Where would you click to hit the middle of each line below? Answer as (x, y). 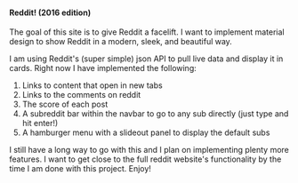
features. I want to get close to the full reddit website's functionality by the (145, 159)
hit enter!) (40, 123)
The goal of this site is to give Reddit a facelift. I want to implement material (147, 32)
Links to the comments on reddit (81, 95)
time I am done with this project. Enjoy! (80, 169)
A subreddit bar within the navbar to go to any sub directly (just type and (155, 114)
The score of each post (65, 104)
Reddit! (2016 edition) (50, 12)
